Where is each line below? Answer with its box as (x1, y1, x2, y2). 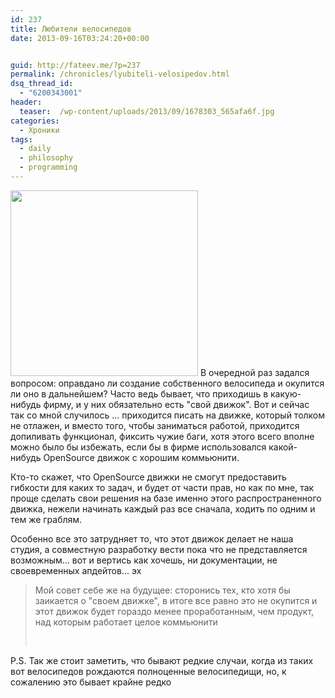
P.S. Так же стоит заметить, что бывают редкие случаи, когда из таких (10, 654, 314, 666)
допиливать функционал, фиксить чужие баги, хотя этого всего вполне (10, 430, 315, 442)
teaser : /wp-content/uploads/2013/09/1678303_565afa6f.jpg (19, 106, 275, 116)
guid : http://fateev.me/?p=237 (10, 60, 141, 70)
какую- (269, 387, 302, 400)
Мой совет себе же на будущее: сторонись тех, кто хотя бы (34, 584, 291, 596)
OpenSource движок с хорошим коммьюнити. (43, 451, 240, 463)
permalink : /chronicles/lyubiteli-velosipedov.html (10, 69, 230, 80)
